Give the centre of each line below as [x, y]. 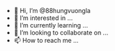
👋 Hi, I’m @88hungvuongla [52, 11]
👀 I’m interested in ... [43, 18]
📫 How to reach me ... [46, 40]
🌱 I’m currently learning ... [51, 25]
